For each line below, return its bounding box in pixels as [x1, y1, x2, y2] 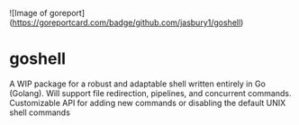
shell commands [9, 107, 70, 118]
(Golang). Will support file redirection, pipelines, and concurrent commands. [9, 87, 292, 98]
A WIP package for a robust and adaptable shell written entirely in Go [9, 78, 266, 89]
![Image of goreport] [9, 8, 86, 18]
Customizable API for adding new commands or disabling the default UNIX [9, 97, 286, 108]
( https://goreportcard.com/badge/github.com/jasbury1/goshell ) [9, 17, 244, 28]
